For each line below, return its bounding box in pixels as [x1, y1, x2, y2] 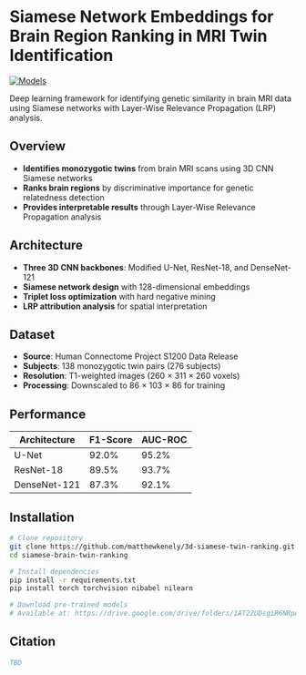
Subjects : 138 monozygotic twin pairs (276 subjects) [22, 361, 221, 372]
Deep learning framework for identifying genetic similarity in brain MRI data [9, 93, 292, 104]
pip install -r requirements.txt [9, 576, 137, 585]
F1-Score [89, 434, 133, 446]
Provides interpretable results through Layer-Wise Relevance [22, 201, 257, 212]
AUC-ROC [140, 434, 188, 446]
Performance [9, 406, 87, 422]
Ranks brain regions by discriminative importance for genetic [22, 182, 254, 193]
